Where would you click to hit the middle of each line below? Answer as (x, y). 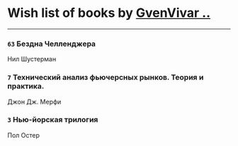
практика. (26, 86)
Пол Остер (24, 135)
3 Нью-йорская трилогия (53, 120)
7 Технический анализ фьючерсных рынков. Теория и (106, 78)
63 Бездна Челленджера (52, 44)
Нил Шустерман (32, 59)
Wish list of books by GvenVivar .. (109, 13)
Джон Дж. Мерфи (34, 102)
